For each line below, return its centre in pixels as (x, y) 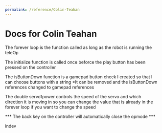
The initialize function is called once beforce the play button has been (75, 62)
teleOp (12, 52)
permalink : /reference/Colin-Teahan (42, 10)
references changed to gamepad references (50, 87)
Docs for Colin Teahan (51, 33)
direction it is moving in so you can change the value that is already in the (79, 102)
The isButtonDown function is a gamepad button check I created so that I (79, 77)
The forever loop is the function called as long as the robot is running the (79, 47)
